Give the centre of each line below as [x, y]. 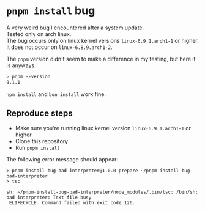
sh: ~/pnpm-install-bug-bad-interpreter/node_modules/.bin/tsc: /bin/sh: [102, 192]
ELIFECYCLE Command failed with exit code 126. [72, 202]
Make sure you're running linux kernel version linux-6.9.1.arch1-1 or [103, 128]
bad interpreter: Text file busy [49, 197]
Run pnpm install [37, 147]
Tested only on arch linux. [39, 34]
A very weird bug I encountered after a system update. [75, 28]
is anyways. [21, 65]
